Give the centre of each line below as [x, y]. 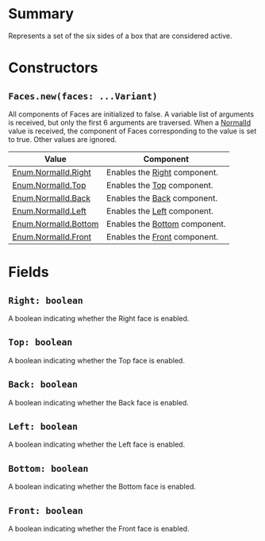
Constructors [53, 68]
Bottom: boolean [48, 468]
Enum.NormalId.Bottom [56, 224]
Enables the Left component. [160, 211]
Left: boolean [43, 426]
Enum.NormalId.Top [49, 185]
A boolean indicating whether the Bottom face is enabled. [102, 487]
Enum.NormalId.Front [52, 236]
